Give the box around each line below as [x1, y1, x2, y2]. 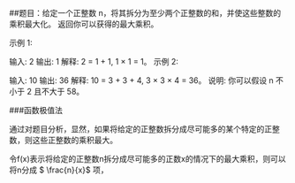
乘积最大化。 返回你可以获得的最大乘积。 [9, 19, 159, 29]
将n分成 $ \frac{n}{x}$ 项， [9, 164, 109, 175]
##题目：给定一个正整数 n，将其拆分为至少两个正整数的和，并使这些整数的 [9, 8, 281, 18]
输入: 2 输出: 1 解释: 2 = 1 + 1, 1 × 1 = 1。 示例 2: [9, 57, 178, 66]
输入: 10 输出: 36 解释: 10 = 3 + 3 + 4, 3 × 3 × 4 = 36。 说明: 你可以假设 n [9, 75, 274, 86]
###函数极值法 [9, 105, 64, 115]
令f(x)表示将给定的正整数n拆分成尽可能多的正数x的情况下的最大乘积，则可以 [9, 154, 286, 164]
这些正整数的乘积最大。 [32, 135, 117, 145]
